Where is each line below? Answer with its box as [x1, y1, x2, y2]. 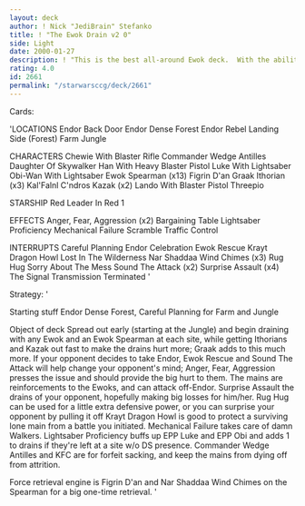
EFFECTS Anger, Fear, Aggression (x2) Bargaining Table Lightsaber [9, 214, 261, 225]
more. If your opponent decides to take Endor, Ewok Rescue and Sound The [9, 352, 293, 363]
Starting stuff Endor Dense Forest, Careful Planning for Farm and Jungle [9, 306, 280, 317]
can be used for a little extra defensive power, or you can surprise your [9, 401, 275, 412]
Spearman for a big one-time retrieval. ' [9, 486, 157, 497]
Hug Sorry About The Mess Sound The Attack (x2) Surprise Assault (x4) [9, 261, 280, 273]
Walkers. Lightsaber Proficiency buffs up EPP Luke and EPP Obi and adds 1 [9, 430, 290, 441]
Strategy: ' [9, 288, 48, 300]
